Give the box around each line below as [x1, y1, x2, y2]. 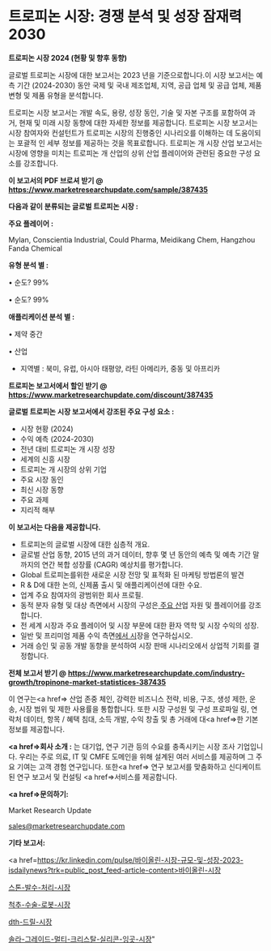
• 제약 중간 [8, 329, 43, 339]
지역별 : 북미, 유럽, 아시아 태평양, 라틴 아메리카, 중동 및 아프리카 [19, 363, 221, 373]
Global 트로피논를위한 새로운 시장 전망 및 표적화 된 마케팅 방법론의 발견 [19, 569, 245, 580]
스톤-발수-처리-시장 [8, 882, 71, 892]
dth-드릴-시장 [8, 917, 53, 927]
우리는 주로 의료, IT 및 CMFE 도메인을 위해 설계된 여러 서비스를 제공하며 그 [19, 752, 255, 761]
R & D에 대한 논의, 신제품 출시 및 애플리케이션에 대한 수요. [19, 580, 202, 589]
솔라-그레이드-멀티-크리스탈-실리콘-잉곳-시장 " [8, 934, 155, 944]
